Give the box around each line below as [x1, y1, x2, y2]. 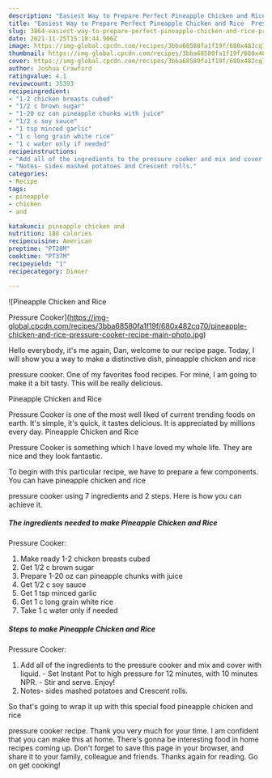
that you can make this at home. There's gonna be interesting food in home [8, 734, 259, 745]
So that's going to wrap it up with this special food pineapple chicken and [8, 702, 253, 712]
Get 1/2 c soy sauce [19, 580, 87, 589]
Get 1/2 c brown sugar [19, 563, 95, 572]
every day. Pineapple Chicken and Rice [8, 427, 139, 436]
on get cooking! [8, 760, 61, 770]
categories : [8, 170, 49, 178]
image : [8, 42, 31, 50]
